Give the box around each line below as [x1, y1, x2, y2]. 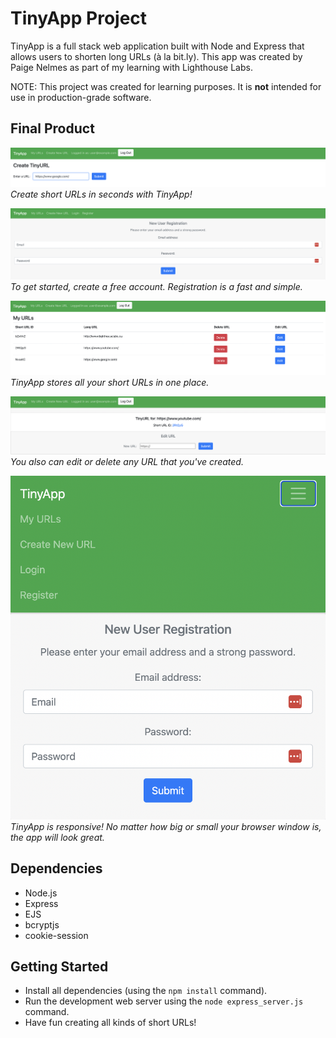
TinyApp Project [10, 7, 148, 30]
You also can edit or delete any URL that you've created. [10, 456, 244, 468]
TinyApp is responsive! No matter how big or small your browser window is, [10, 820, 322, 832]
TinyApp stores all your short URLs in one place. [10, 377, 210, 389]
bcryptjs [24, 918, 60, 931]
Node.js [24, 887, 58, 899]
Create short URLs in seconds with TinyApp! [10, 188, 193, 200]
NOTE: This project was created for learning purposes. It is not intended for [10, 80, 322, 92]
